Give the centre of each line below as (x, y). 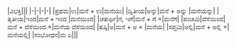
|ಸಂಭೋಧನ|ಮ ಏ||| (55, 35)
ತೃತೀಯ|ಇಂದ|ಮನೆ (28, 19)
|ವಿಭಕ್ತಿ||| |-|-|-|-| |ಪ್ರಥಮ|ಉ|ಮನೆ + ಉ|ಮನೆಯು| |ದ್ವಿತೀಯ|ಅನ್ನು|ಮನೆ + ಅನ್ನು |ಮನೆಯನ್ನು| (111, 11)
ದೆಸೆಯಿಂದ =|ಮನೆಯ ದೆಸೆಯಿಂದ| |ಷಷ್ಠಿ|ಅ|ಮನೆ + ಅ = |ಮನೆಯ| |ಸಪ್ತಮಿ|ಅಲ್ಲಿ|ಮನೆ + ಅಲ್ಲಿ (123, 27)
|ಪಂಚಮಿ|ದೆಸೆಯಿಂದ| (203, 19)
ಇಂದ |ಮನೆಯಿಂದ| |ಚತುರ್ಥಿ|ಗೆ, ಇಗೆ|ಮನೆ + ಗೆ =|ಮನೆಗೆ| (118, 19)
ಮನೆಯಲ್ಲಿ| (19, 35)
